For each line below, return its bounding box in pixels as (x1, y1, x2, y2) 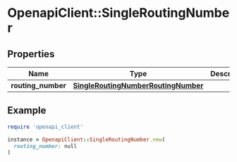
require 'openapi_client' (7, 123, 83, 130)
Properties (7, 48, 55, 60)
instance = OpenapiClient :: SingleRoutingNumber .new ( (7, 136, 166, 143)
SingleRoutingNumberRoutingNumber (73, 81, 204, 90)
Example (7, 104, 47, 117)
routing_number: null (13, 142, 78, 149)
